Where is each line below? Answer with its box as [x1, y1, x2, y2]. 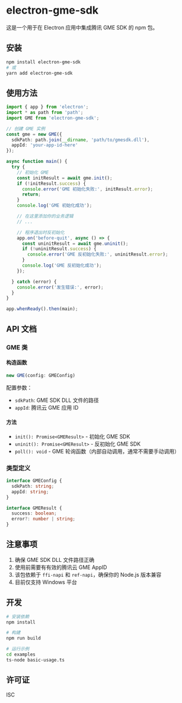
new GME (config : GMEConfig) [6, 372, 76, 378]
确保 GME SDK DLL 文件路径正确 [14, 556, 95, 563]
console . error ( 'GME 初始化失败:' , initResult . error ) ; [21, 186, 154, 192]
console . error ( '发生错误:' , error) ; [17, 284, 104, 290]
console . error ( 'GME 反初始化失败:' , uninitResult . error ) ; [27, 251, 168, 258]
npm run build [6, 635, 41, 641]
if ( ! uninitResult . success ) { [21, 246, 97, 252]
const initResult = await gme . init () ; [17, 175, 113, 181]
